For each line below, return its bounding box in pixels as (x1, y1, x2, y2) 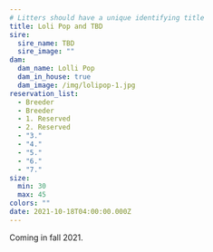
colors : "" (9, 199, 51, 208)
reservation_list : (9, 89, 79, 98)
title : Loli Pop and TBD (9, 22, 103, 31)
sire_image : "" (17, 47, 75, 56)
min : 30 (17, 182, 47, 191)
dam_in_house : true (17, 73, 92, 82)
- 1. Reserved (17, 114, 71, 123)
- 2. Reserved (17, 123, 71, 132)
